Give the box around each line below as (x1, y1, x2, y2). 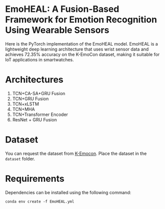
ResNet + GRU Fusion (12, 116, 57, 122)
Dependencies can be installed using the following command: (5, 189, 132, 195)
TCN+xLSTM (12, 101, 39, 107)
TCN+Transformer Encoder (12, 111, 68, 117)
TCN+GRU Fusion (12, 96, 49, 102)
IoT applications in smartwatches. (5, 56, 74, 62)
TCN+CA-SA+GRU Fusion (12, 90, 66, 96)
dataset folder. (5, 156, 35, 161)
